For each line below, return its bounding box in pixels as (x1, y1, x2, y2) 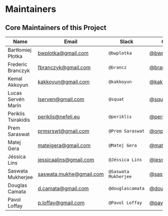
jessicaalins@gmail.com (37, 156, 94, 163)
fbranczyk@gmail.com (37, 64, 91, 71)
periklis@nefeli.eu (37, 113, 80, 120)
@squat (108, 96, 124, 102)
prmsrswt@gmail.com (37, 128, 89, 134)
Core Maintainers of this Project (5, 23, 106, 32)
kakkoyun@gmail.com (37, 78, 90, 85)
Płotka (7, 53, 22, 59)
